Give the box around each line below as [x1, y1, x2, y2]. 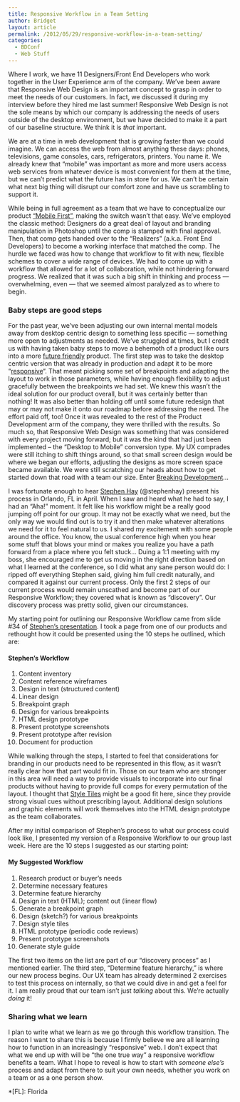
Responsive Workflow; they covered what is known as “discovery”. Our [8, 593, 216, 602]
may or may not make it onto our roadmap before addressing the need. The [8, 405, 229, 414]
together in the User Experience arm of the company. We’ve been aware [8, 77, 221, 86]
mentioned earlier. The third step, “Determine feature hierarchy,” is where [8, 963, 224, 972]
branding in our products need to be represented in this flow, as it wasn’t [8, 759, 221, 768]
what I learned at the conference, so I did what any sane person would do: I [8, 563, 230, 571]
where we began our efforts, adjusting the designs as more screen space [8, 458, 223, 466]
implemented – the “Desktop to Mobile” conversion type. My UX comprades [8, 443, 231, 451]
